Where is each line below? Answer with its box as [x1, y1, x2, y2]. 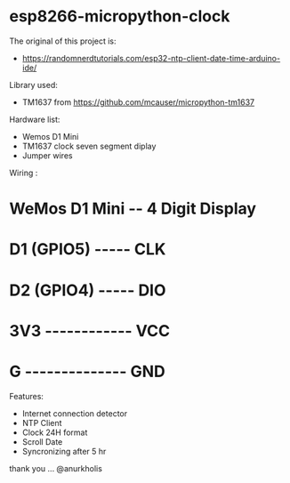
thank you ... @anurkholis [9, 463, 102, 473]
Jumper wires [21, 149, 73, 161]
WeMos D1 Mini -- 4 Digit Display [9, 198, 256, 219]
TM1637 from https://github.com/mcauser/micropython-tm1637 [21, 96, 255, 108]
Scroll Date [21, 436, 63, 447]
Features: [9, 390, 44, 401]
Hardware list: [9, 114, 60, 125]
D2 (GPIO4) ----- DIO [9, 280, 166, 300]
